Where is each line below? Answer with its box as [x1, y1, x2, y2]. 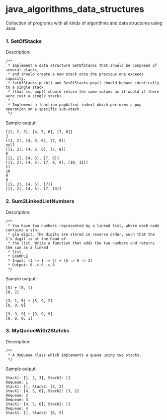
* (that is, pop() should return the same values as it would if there [7, 89, 160, 94]
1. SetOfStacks [5, 37, 42, 44]
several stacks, [5, 67, 39, 73]
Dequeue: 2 [5, 393, 28, 398]
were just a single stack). [5, 94, 64, 99]
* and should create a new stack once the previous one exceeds [7, 72, 144, 77]
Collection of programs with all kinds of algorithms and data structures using [5, 20, 163, 26]
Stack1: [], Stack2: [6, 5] [5, 410, 64, 415]
